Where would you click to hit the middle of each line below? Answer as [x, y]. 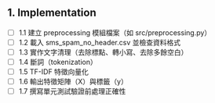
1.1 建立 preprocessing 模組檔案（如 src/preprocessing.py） [115, 32]
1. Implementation [52, 13]
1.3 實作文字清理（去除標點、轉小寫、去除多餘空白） [103, 52]
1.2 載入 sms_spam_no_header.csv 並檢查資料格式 [100, 42]
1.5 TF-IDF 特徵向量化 [54, 72]
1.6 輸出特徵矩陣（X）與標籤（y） [73, 82]
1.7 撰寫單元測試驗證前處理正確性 [72, 91]
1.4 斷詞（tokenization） [58, 62]
